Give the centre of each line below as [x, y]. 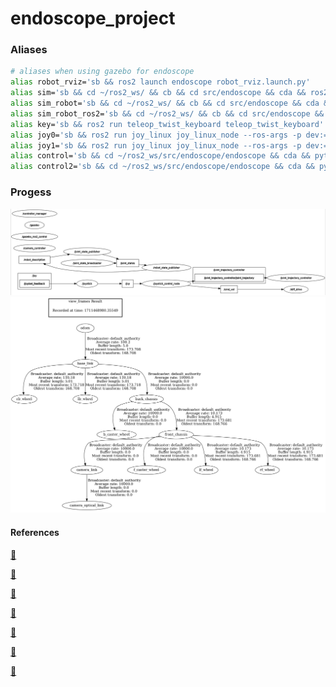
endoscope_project [93, 18]
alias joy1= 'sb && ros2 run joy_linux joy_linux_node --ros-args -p [156, 145]
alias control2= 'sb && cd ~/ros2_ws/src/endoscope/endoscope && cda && [162, 167]
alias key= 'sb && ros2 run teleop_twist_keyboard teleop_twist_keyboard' [167, 124]
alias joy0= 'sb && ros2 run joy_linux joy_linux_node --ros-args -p [156, 135]
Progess [31, 192]
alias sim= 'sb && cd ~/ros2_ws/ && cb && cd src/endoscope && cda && [158, 93]
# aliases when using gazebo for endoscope [102, 72]
